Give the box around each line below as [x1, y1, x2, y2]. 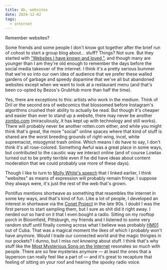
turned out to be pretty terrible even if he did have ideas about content [5, 155, 150, 161]
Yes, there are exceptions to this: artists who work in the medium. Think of [5, 97, 158, 103]
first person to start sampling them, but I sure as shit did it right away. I [5, 206, 151, 212]
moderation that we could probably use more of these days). [5, 160, 130, 166]
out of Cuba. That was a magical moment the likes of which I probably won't [5, 228, 162, 234]
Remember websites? [5, 35, 50, 41]
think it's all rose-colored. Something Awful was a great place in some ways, [5, 144, 162, 150]
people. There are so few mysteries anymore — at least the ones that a [5, 249, 151, 255]
